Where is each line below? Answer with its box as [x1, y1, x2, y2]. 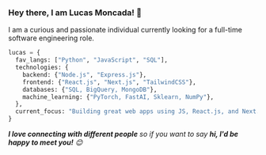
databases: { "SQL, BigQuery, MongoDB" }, [22, 85, 158, 93]
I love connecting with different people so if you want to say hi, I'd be [8, 130, 239, 139]
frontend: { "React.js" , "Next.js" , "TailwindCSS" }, [22, 78, 196, 86]
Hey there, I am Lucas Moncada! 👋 [8, 7, 142, 18]
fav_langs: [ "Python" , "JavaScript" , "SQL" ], [15, 56, 169, 64]
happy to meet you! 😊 [8, 138, 83, 147]
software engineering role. [8, 33, 95, 43]
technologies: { [15, 63, 69, 72]
